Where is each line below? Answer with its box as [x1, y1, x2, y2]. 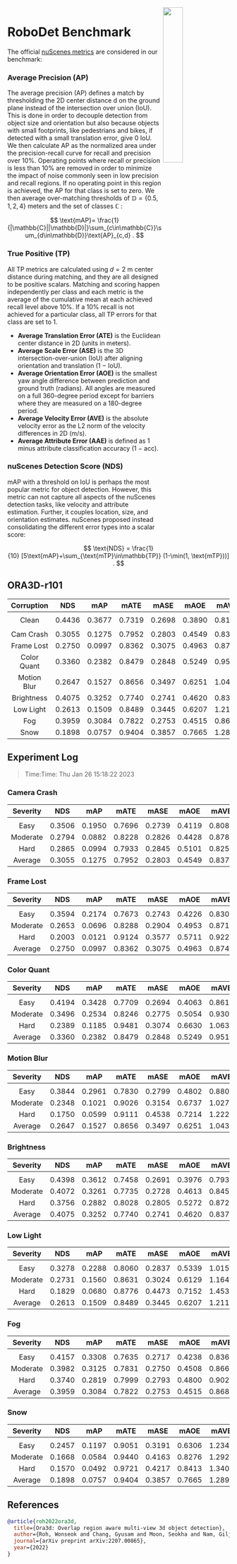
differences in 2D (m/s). [17, 429, 87, 437]
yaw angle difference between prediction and [17, 376, 150, 385]
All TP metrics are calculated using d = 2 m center [7, 265, 154, 273]
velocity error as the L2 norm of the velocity [17, 421, 146, 430]
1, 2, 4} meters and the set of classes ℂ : [7, 202, 123, 211]
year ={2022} [13, 1544, 49, 1551]
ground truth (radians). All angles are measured [17, 383, 156, 392]
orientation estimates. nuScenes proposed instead [7, 515, 154, 523]
